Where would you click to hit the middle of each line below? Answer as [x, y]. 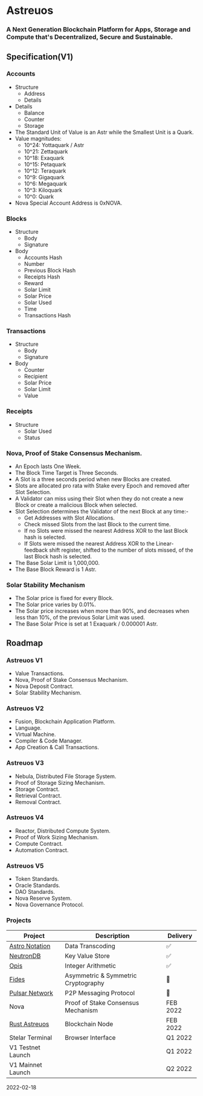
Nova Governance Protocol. [50, 905]
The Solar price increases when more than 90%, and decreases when [102, 611]
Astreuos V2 [25, 708]
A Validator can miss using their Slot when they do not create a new [99, 498]
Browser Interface [90, 1038]
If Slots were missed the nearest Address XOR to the [89, 543]
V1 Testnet [25, 1048]
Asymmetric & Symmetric [101, 976]
